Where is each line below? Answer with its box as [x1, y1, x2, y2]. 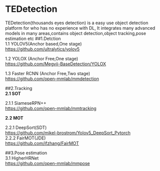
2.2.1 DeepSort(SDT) [5, 125, 47, 130]
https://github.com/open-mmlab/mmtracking [5, 105, 97, 111]
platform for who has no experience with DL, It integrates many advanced [5, 25, 156, 31]
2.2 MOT [5, 115, 24, 121]
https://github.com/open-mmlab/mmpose [5, 160, 90, 166]
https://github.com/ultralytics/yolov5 [5, 46, 80, 52]
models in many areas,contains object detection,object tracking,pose [5, 30, 146, 36]
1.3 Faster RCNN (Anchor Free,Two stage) [5, 70, 91, 76]
